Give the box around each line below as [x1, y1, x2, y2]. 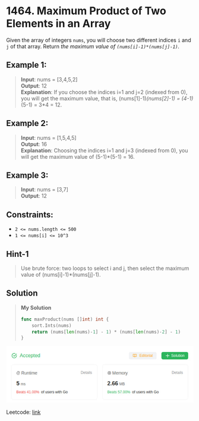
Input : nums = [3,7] [20, 186, 68, 193]
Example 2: [6, 118, 49, 128]
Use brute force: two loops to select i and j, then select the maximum [20, 265, 189, 272]
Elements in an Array [6, 17, 111, 30]
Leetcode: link [6, 409, 41, 416]
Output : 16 [20, 140, 48, 147]
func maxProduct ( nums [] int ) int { [20, 316, 109, 322]
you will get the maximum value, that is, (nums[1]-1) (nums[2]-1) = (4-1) [20, 95, 194, 102]
